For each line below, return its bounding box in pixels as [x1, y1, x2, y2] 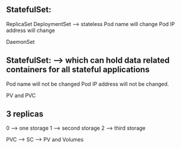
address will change [6, 27, 55, 34]
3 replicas [6, 109, 44, 119]
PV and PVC [6, 92, 36, 99]
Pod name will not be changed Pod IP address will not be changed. [6, 80, 169, 88]
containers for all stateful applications [6, 65, 150, 75]
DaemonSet [6, 38, 35, 45]
